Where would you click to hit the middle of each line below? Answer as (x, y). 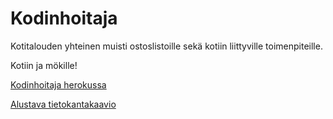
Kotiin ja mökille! (44, 65)
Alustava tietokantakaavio (63, 104)
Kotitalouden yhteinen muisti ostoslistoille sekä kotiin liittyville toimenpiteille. (166, 46)
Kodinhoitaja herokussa (58, 84)
